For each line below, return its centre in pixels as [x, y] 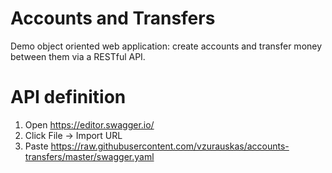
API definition [68, 97]
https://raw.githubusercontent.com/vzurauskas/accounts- [170, 146]
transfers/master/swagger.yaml [89, 156]
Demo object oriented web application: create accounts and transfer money [166, 46]
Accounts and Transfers [113, 18]
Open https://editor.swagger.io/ [89, 124]
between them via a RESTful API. [78, 56]
